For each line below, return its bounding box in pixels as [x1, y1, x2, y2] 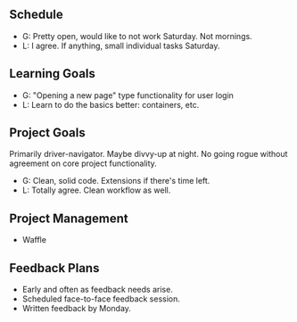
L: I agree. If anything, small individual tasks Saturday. [21, 40, 220, 51]
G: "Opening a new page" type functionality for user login [21, 89, 235, 101]
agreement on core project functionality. [9, 158, 158, 169]
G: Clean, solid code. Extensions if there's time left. [21, 176, 210, 186]
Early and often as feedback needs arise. [21, 285, 174, 295]
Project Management [9, 211, 128, 226]
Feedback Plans [9, 260, 100, 276]
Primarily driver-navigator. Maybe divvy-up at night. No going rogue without [9, 149, 288, 160]
